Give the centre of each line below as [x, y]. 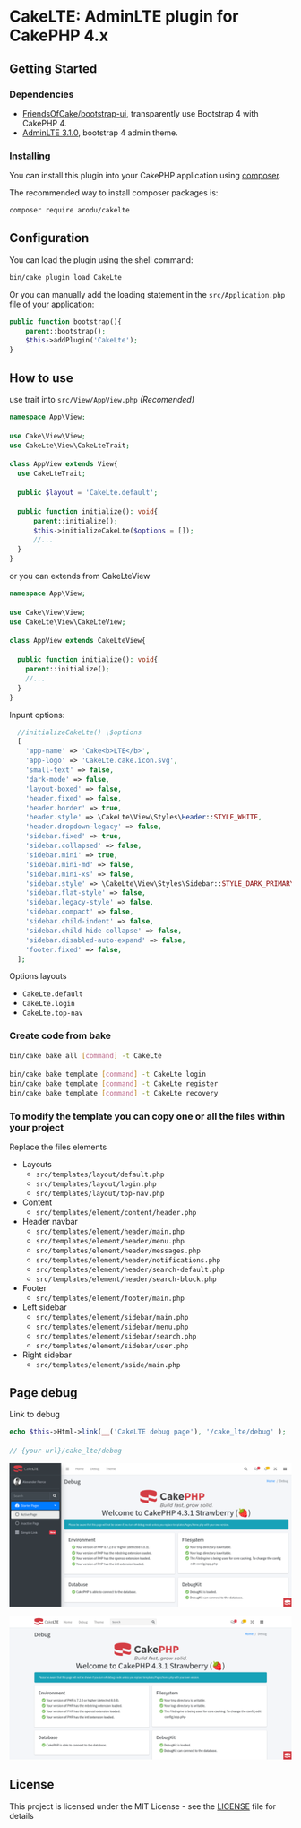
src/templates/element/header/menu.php [110, 1242]
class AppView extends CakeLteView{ [77, 641]
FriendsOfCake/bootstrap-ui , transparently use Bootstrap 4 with [140, 113]
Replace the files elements [58, 1147]
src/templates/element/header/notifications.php [128, 1261]
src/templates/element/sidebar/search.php [116, 1337]
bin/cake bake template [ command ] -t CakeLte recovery [114, 1094]
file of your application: [52, 304]
